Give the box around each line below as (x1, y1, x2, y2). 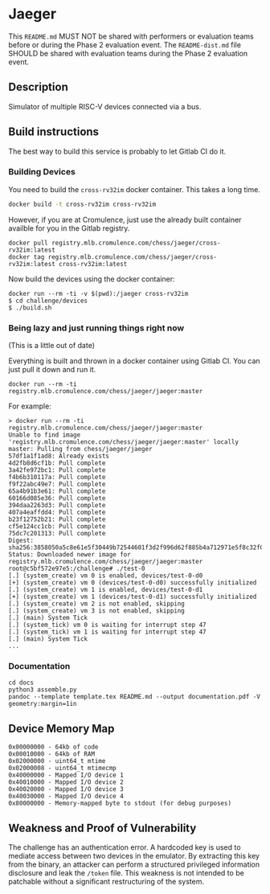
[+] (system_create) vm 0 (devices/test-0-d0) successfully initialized (8, 579, 257, 587)
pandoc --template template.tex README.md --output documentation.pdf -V (8, 693, 261, 701)
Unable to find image (8, 431, 81, 439)
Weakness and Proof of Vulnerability (8, 821, 197, 835)
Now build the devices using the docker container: (8, 274, 175, 284)
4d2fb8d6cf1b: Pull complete (8, 459, 106, 467)
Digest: (8, 536, 35, 545)
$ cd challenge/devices (8, 297, 88, 305)
